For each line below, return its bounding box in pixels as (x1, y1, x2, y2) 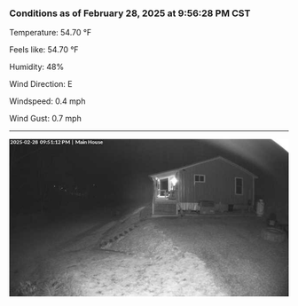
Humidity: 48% (9, 61, 65, 73)
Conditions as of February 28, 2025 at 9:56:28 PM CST (9, 7, 251, 20)
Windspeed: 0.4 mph (9, 96, 86, 106)
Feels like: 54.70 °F (9, 44, 79, 55)
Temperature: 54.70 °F (9, 27, 92, 38)
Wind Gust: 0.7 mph (9, 114, 82, 124)
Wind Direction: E (9, 79, 73, 90)
